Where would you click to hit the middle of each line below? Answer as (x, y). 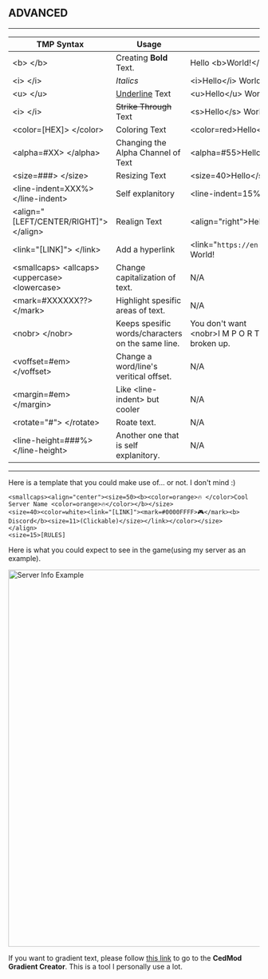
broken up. (210, 343)
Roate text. (136, 422)
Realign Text (139, 221)
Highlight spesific (148, 300)
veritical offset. (144, 376)
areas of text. (140, 310)
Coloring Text (141, 129)
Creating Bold (142, 58)
